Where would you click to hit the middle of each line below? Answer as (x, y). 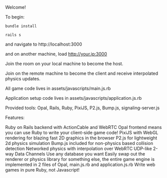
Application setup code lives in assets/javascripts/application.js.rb (73, 98)
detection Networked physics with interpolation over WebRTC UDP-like (78, 148)
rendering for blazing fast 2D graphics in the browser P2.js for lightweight (81, 138)
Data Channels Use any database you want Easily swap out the (80, 154)
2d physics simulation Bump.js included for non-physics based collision (79, 143)
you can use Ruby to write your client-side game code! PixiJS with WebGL (82, 133)
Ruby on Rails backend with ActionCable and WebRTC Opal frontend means (83, 127)
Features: (15, 118)
